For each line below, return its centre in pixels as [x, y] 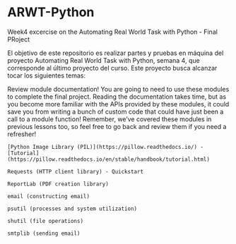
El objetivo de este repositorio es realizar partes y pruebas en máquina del [116, 53]
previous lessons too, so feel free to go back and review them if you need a [117, 126]
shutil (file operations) [45, 221]
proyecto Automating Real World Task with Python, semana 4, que [104, 60]
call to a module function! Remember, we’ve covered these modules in [110, 119]
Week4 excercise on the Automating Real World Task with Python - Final [112, 32]
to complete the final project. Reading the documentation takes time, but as [117, 97]
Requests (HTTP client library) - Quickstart [75, 171]
